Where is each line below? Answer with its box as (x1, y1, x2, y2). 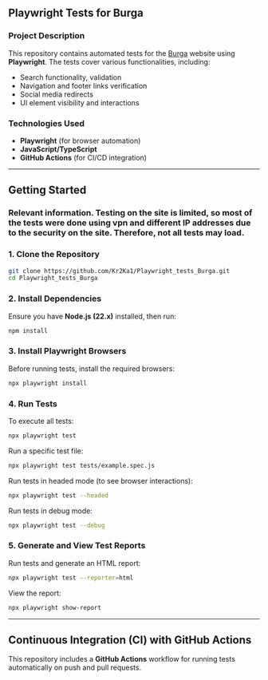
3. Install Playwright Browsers (8, 346, 127, 357)
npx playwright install (8, 379, 88, 387)
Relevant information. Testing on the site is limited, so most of (8, 208, 253, 219)
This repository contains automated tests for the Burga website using (8, 48, 235, 58)
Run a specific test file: (8, 446, 84, 456)
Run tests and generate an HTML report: (8, 558, 141, 567)
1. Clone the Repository (8, 249, 100, 260)
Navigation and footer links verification (19, 81, 148, 90)
